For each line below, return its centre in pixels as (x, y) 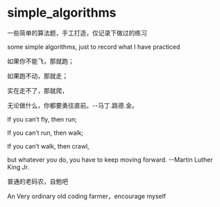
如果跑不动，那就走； (37, 76)
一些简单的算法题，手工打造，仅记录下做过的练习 (77, 33)
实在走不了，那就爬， (37, 90)
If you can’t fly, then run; (42, 119)
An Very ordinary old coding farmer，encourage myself (87, 196)
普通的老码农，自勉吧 (37, 181)
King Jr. (18, 167)
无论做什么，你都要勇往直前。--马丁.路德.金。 (73, 105)
